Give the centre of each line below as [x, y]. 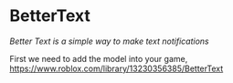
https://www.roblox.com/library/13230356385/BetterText [116, 68]
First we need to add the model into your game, [99, 58]
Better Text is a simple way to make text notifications [109, 41]
